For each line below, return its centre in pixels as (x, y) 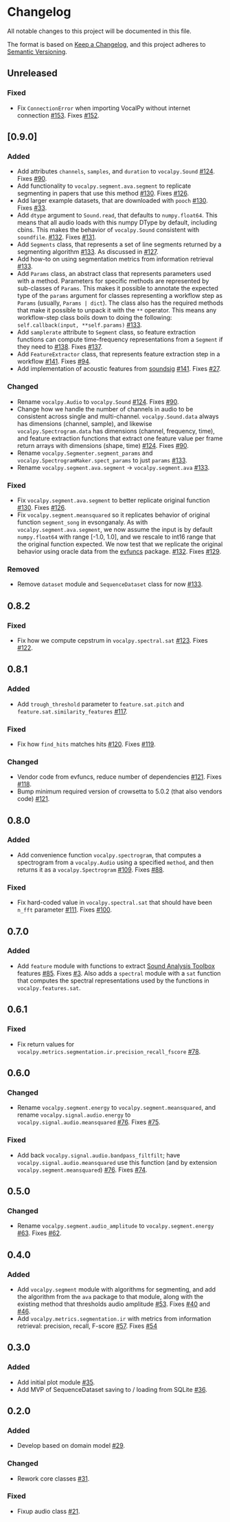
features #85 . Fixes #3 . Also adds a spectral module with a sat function (119, 973)
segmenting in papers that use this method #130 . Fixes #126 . (103, 193)
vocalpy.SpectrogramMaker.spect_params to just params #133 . (102, 460)
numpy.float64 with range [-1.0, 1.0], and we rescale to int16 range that (116, 537)
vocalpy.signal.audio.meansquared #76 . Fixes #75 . (89, 1122)
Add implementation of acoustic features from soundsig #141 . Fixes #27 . (119, 369)
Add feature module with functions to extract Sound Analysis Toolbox (116, 966)
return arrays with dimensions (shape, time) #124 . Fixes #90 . (103, 445)
